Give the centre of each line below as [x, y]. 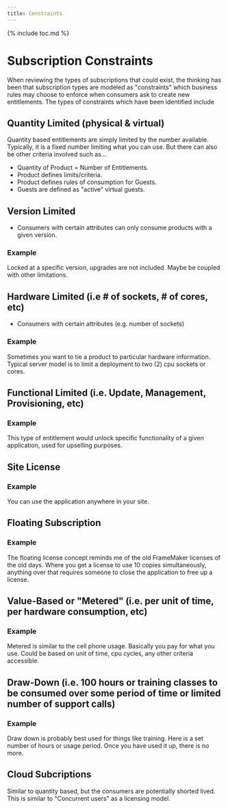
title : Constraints [35, 13]
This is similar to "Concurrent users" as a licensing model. [89, 798]
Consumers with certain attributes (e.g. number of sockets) [101, 324]
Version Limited [41, 211]
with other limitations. [38, 275]
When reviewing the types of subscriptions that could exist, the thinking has [114, 80]
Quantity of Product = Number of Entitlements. [83, 168]
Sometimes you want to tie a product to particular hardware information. [109, 356]
